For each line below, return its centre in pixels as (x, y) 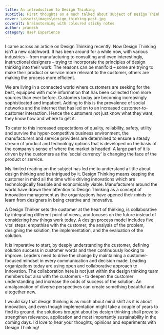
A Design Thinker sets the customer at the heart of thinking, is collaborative (81, 209)
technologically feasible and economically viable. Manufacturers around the (81, 184)
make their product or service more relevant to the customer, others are (77, 72)
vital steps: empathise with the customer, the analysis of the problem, (75, 225)
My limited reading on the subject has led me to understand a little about (78, 169)
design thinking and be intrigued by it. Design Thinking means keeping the (80, 174)
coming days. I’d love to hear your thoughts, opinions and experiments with (81, 322)
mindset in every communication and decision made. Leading (84, 261)
